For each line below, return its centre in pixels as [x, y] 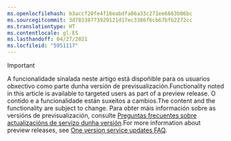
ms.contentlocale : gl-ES [43, 33]
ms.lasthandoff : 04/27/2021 [48, 39]
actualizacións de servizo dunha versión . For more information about [104, 123]
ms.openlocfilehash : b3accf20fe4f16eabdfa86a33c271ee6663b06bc [100, 13]
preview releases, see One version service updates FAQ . [87, 130]
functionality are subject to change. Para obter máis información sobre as [111, 108]
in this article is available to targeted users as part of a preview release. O [111, 93]
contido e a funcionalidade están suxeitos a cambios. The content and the [111, 101]
